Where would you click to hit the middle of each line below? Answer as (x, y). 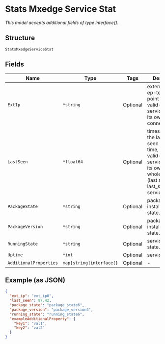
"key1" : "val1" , (31, 323)
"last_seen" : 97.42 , (30, 301)
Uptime (15, 255)
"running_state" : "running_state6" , (47, 314)
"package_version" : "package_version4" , (51, 310)
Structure (20, 38)
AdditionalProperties (33, 263)
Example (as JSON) (35, 280)
